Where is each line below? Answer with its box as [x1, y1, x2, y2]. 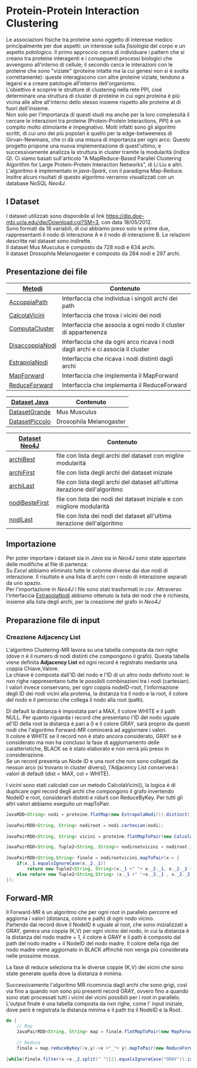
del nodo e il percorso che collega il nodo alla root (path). [6, 697, 145, 704]
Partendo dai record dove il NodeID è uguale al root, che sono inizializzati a [6, 921, 188, 928]
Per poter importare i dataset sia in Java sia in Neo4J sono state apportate [6, 554, 186, 562]
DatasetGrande [9, 407, 51, 416]
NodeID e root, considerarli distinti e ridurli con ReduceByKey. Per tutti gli [6, 794, 183, 801]
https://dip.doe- [106, 212, 145, 219]
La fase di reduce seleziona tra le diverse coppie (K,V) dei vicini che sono [6, 964, 184, 971]
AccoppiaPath [9, 298, 48, 306]
